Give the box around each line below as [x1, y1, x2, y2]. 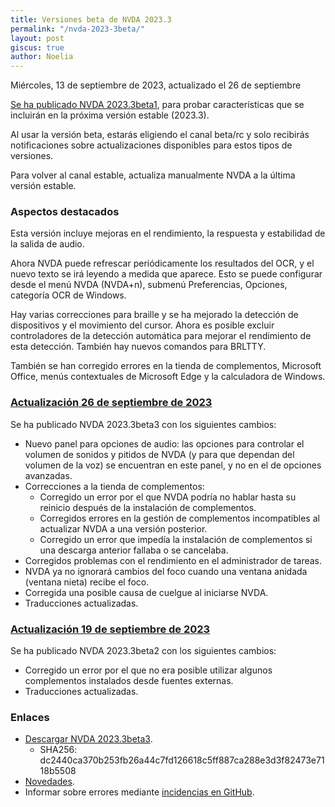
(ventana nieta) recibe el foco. [24, 576, 150, 588]
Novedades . [24, 776, 75, 788]
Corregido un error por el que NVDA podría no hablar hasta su [39, 491, 297, 503]
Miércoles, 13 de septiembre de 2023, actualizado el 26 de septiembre [10, 79, 302, 91]
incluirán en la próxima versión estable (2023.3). [10, 109, 210, 121]
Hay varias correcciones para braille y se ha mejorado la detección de [10, 309, 299, 321]
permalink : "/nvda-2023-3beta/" [10, 24, 145, 34]
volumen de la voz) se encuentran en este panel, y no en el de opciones [24, 459, 322, 471]
